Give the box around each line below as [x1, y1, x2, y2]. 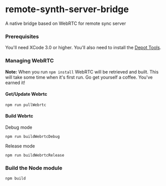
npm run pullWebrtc [5, 102, 47, 107]
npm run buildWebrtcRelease [5, 153, 65, 158]
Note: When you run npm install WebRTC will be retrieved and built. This [5, 68, 159, 75]
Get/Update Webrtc [5, 91, 48, 97]
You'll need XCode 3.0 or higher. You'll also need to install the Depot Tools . [5, 45, 161, 51]
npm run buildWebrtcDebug [5, 134, 60, 139]
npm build [5, 176, 26, 181]
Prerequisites [5, 33, 39, 40]
